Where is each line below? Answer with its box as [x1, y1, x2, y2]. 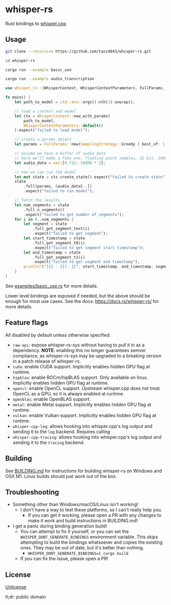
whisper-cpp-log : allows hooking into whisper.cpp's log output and [12, 423, 153, 429]
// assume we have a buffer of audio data [14, 151, 106, 156]
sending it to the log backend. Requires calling [12, 428, 110, 435]
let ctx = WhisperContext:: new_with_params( [14, 113, 110, 118]
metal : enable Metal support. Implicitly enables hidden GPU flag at [12, 401, 152, 408]
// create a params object [14, 137, 72, 142]
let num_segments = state [14, 203, 70, 208]
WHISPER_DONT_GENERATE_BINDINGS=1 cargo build [27, 551, 129, 557]
